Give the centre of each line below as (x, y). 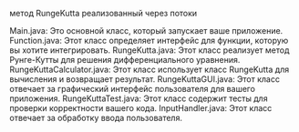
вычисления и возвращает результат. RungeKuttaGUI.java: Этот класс (145, 79)
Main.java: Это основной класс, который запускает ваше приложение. (146, 30)
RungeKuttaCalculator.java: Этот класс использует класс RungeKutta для (149, 69)
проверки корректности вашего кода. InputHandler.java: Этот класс (141, 108)
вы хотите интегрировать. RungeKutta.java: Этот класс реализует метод (149, 50)
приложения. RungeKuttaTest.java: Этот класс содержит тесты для (139, 98)
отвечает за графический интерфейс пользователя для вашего (132, 89)
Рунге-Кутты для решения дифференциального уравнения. (125, 60)
